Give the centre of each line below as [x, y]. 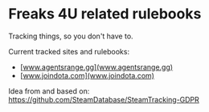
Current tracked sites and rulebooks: [69, 51]
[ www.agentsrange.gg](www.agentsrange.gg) [96, 67]
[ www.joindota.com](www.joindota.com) [87, 75]
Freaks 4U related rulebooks [105, 14]
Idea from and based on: [49, 91]
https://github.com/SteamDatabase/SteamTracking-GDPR [104, 99]
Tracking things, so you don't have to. [71, 36]
